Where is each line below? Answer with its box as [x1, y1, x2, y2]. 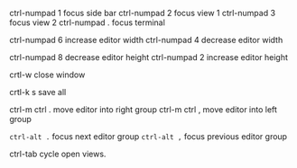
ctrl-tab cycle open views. [9, 148, 107, 159]
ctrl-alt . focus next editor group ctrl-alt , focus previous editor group [9, 131, 287, 142]
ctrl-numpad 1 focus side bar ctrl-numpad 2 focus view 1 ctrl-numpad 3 [9, 8, 276, 18]
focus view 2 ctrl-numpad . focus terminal [9, 17, 165, 28]
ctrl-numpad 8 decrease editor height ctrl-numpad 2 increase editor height [9, 52, 289, 62]
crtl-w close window [9, 69, 86, 80]
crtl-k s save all [9, 87, 67, 97]
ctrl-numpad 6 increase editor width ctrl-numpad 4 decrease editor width [9, 35, 283, 45]
